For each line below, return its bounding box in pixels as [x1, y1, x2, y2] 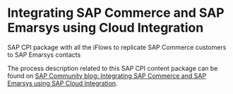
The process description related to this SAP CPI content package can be [7, 64, 218, 72]
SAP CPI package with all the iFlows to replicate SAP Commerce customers [7, 43, 227, 51]
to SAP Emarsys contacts [7, 51, 81, 59]
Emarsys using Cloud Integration [7, 20, 204, 36]
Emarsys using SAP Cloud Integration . [7, 79, 118, 87]
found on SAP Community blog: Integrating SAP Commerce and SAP [7, 72, 207, 80]
